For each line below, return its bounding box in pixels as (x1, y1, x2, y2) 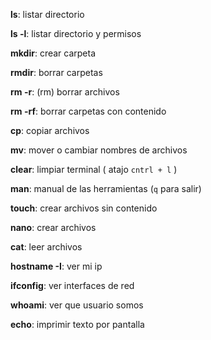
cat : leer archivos (10, 241, 83, 253)
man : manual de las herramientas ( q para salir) (10, 183, 202, 194)
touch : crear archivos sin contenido (10, 202, 158, 214)
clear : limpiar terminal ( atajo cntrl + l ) (10, 164, 178, 175)
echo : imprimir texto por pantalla (10, 319, 145, 330)
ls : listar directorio (10, 9, 85, 20)
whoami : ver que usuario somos (10, 299, 144, 311)
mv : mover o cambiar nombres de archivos (10, 144, 188, 156)
